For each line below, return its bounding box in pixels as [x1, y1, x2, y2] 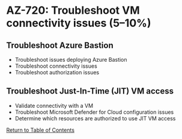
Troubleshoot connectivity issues [14, 62, 97, 69]
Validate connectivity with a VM [14, 102, 94, 109]
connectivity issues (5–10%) [6, 16, 151, 30]
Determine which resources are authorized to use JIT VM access [14, 114, 176, 122]
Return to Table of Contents [6, 126, 75, 134]
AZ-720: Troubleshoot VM [6, 4, 140, 17]
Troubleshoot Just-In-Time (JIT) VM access [6, 86, 174, 96]
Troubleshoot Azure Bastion [6, 40, 114, 50]
